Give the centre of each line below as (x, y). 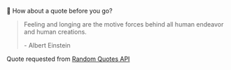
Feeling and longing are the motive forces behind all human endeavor (124, 24)
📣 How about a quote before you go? (59, 11)
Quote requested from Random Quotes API (68, 59)
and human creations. (55, 32)
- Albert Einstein (47, 45)
